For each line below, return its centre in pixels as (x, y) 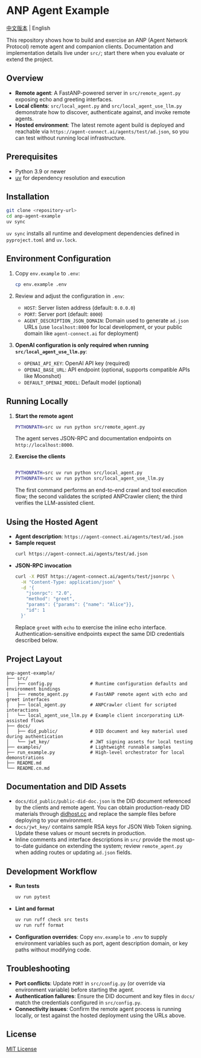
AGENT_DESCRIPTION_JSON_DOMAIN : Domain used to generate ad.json (106, 320)
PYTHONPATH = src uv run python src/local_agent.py (79, 473)
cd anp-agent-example (33, 216)
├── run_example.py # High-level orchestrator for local (96, 752)
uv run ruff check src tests (52, 920)
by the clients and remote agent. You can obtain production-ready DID (102, 807)
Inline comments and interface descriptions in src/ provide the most (100, 839)
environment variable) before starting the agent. (75, 989)
